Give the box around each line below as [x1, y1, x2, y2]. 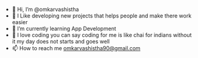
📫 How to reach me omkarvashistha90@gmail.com [11, 45, 141, 51]
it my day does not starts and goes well [11, 38, 110, 45]
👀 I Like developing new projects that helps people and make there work [11, 12, 192, 19]
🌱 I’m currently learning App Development [11, 25, 117, 32]
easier [11, 19, 28, 25]
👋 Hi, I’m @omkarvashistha [11, 6, 80, 13]
